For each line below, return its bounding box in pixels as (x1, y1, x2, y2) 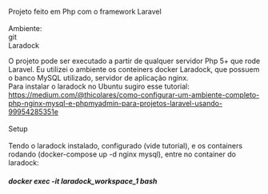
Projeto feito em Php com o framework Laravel (8, 7, 162, 16)
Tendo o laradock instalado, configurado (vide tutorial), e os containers (8, 141, 242, 150)
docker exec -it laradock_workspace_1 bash (8, 176, 158, 186)
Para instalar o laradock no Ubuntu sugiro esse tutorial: (8, 81, 190, 91)
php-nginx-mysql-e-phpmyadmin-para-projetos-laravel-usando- (8, 99, 222, 108)
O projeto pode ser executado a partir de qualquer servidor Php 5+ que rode (8, 56, 261, 65)
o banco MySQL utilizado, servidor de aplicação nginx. (8, 73, 190, 82)
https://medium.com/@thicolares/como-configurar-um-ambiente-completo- (8, 90, 260, 99)
